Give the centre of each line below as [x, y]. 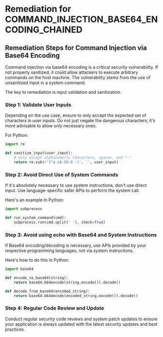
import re [15, 144]
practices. [15, 329]
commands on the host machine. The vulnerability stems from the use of [78, 77]
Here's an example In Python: [35, 200]
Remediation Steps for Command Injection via [76, 48]
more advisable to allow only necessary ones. [51, 126]
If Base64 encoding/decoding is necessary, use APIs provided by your [76, 246]
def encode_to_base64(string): [37, 278]
